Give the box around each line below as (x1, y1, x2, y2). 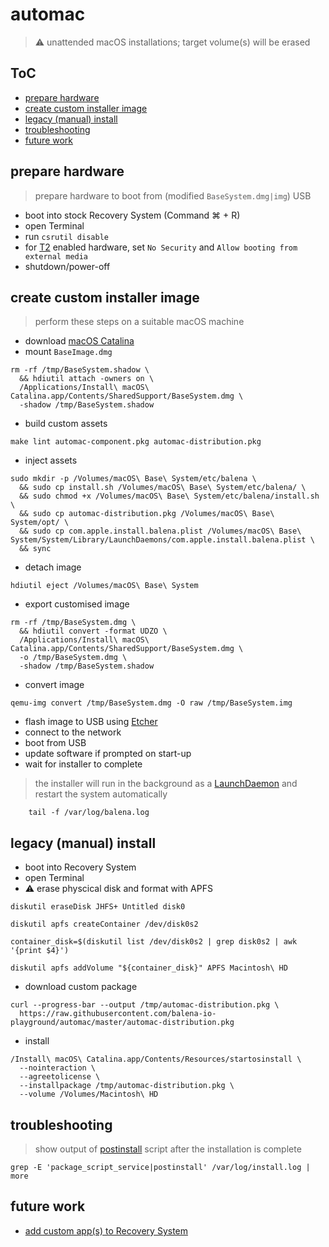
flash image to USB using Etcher (24, 716, 158, 728)
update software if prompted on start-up (24, 748, 192, 760)
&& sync (19, 544, 52, 554)
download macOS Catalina (24, 335, 135, 347)
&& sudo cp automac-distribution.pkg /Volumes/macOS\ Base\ (19, 509, 275, 519)
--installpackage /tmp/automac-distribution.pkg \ (19, 1081, 235, 1091)
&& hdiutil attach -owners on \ (19, 374, 155, 384)
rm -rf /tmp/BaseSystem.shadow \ (10, 365, 150, 375)
